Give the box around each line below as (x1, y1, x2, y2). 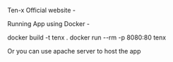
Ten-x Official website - (7, 6, 76, 14)
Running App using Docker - (7, 20, 90, 27)
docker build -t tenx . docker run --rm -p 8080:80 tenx (7, 33, 167, 42)
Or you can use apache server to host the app (7, 47, 141, 55)
